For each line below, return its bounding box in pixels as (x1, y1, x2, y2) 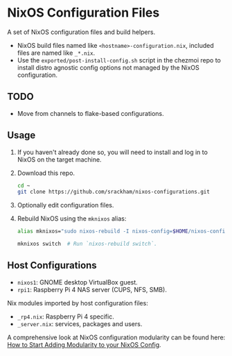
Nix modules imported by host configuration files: (7, 298, 149, 307)
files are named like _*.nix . (17, 49, 96, 57)
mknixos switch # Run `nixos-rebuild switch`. (17, 241, 157, 248)
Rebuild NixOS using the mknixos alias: (17, 214, 127, 223)
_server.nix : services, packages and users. (17, 319, 143, 328)
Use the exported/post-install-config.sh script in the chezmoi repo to (17, 56, 222, 64)
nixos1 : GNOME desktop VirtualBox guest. (17, 278, 139, 286)
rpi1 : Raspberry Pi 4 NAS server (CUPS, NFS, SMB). (17, 285, 168, 294)
